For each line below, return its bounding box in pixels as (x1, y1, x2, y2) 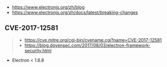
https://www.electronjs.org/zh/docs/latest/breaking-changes (12, 9, 138, 15)
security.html (24, 47, 52, 54)
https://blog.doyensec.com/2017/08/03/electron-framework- (24, 42, 151, 48)
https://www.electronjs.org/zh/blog (12, 4, 85, 10)
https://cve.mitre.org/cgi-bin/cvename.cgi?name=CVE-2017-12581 (24, 37, 162, 43)
